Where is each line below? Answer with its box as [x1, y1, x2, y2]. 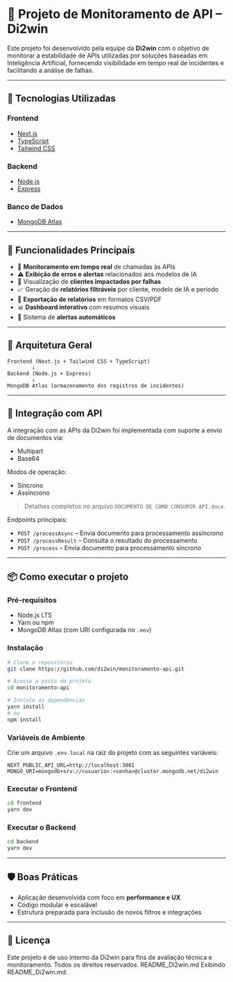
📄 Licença [7, 935, 51, 947]
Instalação [7, 643, 44, 653]
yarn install [7, 704, 45, 711]
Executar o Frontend [7, 784, 78, 793]
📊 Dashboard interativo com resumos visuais [17, 303, 150, 312]
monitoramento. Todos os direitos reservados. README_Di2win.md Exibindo [7, 960, 225, 969]
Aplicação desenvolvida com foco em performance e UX [17, 893, 181, 901]
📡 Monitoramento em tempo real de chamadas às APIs [17, 263, 175, 271]
